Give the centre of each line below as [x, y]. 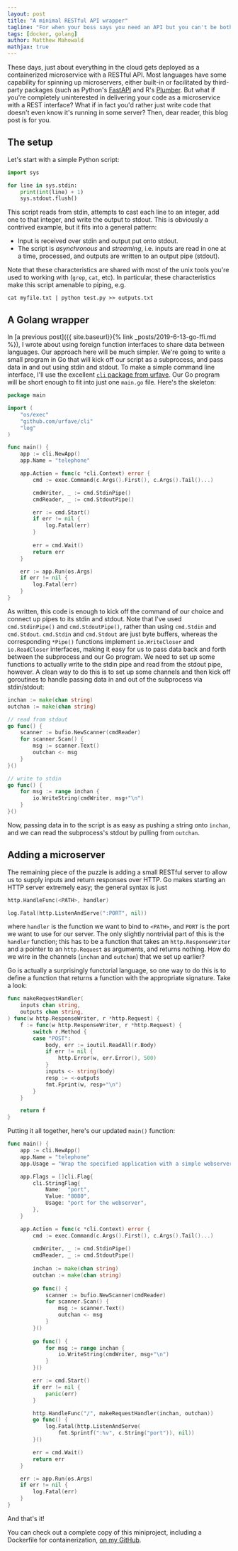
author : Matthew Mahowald [45, 41]
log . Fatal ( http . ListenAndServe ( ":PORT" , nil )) [77, 913]
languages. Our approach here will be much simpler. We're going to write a [117, 352]
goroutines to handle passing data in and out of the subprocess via [105, 679]
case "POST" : [52, 1039]
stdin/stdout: [26, 687]
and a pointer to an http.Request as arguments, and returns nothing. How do [119, 949]
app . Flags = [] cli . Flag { [57, 1176]
